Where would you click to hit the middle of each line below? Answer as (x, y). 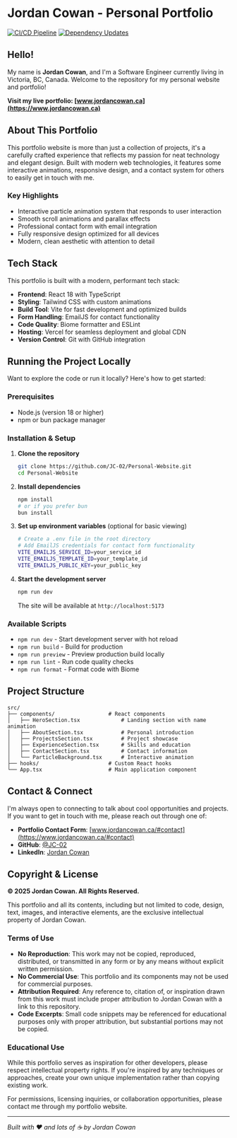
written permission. (45, 969)
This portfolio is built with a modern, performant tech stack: (93, 280)
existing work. (28, 1085)
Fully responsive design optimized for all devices (89, 233)
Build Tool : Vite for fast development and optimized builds (102, 309)
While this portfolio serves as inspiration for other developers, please (108, 1063)
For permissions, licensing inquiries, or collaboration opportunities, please (115, 1099)
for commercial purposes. (55, 984)
